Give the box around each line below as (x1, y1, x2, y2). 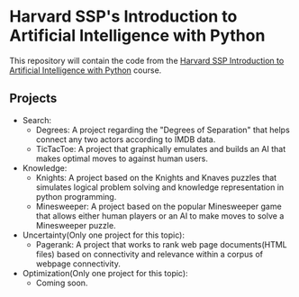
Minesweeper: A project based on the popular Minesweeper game (35, 201, 282, 211)
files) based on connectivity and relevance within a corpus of (35, 248, 264, 259)
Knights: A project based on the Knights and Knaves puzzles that (35, 172, 277, 183)
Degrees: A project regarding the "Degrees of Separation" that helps (35, 124, 290, 135)
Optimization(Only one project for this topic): (22, 267, 188, 278)
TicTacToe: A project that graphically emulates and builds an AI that (35, 143, 286, 154)
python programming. (35, 191, 117, 202)
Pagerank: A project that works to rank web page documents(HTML (35, 238, 288, 249)
